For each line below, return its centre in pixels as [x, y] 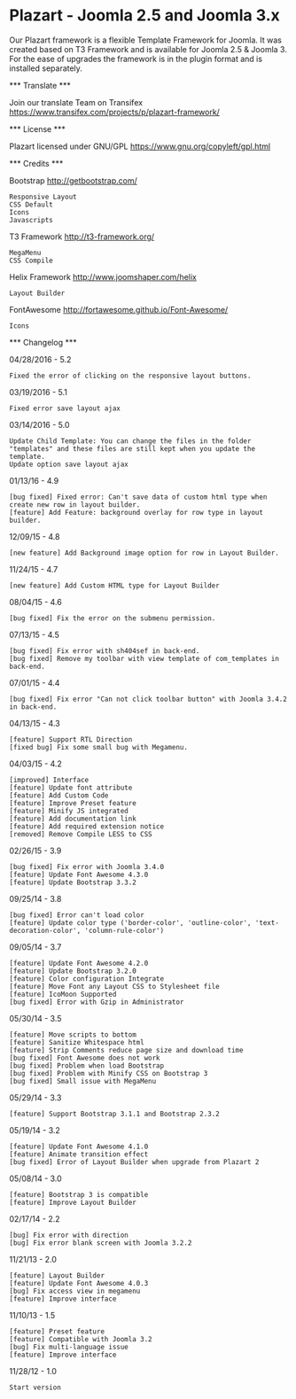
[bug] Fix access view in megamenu [75, 1291]
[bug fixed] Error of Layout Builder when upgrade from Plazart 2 [134, 1162]
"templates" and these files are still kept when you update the [132, 448]
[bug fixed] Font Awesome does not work [85, 1058]
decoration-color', [45, 930]
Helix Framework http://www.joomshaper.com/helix [103, 276]
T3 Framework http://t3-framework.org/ [82, 237]
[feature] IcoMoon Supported [63, 994]
